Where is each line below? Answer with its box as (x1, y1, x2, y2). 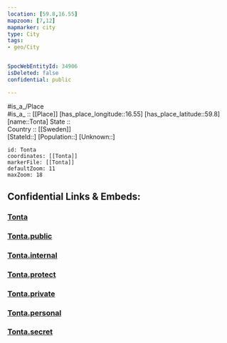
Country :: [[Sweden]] (7, 124, 71, 133)
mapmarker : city (7, 24, 56, 31)
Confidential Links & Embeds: (7, 191, 141, 203)
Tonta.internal (7, 250, 58, 260)
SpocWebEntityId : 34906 (7, 63, 78, 70)
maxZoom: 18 (7, 171, 43, 179)
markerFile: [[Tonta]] (7, 159, 75, 166)
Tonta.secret (7, 327, 53, 337)
